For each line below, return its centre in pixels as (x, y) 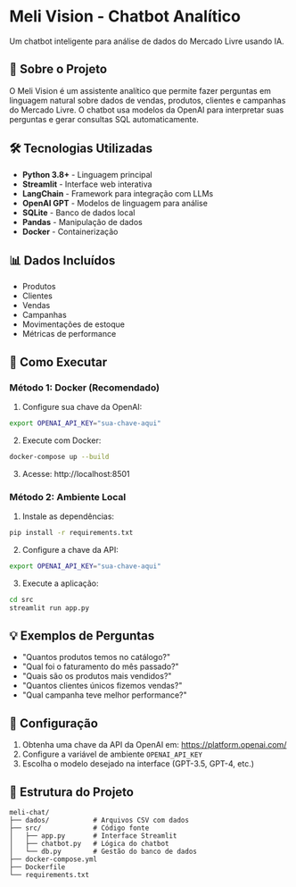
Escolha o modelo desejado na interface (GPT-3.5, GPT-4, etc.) (138, 764)
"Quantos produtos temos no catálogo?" (96, 657)
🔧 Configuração (53, 723)
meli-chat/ (29, 813)
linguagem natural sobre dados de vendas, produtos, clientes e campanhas (148, 100)
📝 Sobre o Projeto (58, 69)
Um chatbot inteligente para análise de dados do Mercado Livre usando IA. (147, 41)
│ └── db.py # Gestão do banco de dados (103, 852)
